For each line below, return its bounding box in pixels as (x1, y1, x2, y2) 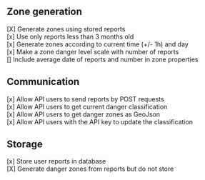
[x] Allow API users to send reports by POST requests (6, 94, 165, 103)
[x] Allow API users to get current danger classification (6, 102, 168, 111)
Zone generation (6, 6, 83, 18)
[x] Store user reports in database (6, 157, 106, 166)
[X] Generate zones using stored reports (6, 24, 126, 33)
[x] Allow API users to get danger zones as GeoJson (6, 110, 161, 119)
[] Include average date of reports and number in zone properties (6, 55, 199, 64)
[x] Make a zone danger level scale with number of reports (6, 47, 179, 56)
